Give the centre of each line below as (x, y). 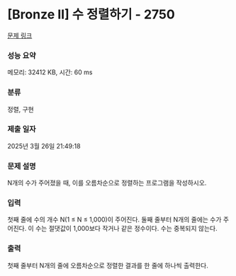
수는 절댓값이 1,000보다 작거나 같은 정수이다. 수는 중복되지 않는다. (126, 229)
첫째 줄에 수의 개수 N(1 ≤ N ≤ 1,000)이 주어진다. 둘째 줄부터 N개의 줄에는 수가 (114, 219)
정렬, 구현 (21, 109)
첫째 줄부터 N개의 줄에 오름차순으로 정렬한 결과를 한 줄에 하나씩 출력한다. (108, 265)
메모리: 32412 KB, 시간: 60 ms (50, 72)
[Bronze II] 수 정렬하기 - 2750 (91, 15)
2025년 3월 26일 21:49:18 (44, 146)
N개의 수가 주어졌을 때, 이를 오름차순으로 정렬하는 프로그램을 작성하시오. (107, 183)
